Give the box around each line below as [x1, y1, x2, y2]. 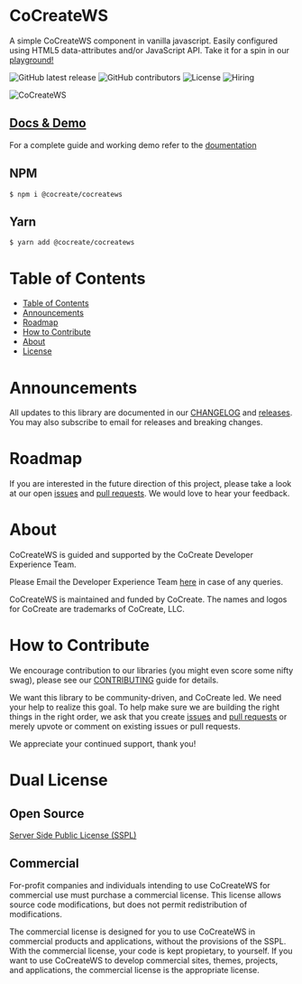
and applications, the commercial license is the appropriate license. [9, 964, 260, 975]
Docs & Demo [9, 116, 87, 131]
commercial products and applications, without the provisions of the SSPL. [9, 935, 287, 946]
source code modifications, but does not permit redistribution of [9, 899, 248, 910]
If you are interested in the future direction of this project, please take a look [9, 478, 292, 489]
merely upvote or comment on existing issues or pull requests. [9, 721, 241, 732]
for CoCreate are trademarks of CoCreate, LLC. [9, 604, 185, 615]
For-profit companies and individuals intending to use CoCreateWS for [9, 879, 270, 890]
